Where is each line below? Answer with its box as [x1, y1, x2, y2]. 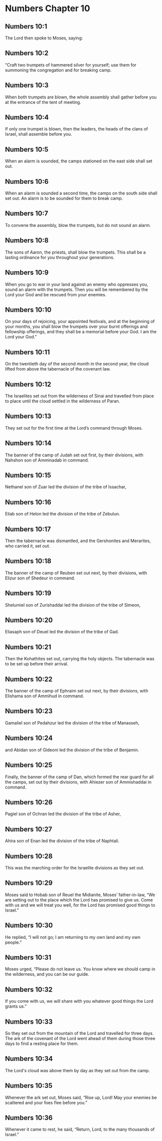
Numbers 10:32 [5, 985, 53, 994]
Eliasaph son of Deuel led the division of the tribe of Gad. [5, 629, 119, 635]
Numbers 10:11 [5, 348, 50, 356]
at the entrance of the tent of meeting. [5, 99, 81, 105]
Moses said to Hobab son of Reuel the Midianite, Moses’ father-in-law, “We [5, 892, 155, 898]
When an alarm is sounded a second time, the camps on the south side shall [5, 190, 158, 196]
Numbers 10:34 [5, 1055, 53, 1063]
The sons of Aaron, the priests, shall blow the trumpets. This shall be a [5, 249, 146, 255]
